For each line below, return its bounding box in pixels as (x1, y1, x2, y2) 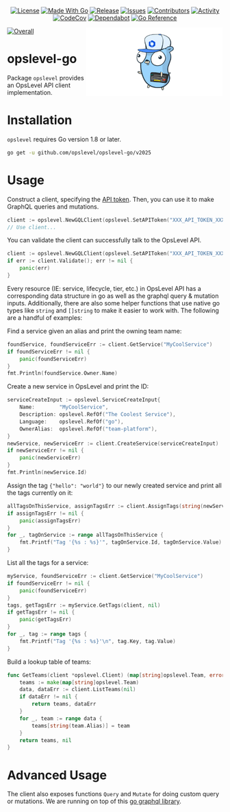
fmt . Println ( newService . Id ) (7, 469, 88, 476)
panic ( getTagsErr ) (19, 616, 72, 623)
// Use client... (7, 224, 57, 231)
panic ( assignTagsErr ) (19, 517, 81, 524)
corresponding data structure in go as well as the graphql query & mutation (7, 292, 219, 300)
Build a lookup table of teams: (7, 658, 91, 666)
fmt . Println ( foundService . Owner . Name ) (7, 370, 118, 377)
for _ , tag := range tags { (7, 631, 88, 638)
